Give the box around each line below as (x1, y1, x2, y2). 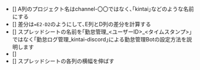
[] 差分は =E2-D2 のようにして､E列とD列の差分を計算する (12, 21, 152, 27)
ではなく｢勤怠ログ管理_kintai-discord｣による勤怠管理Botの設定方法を (12, 36, 187, 43)
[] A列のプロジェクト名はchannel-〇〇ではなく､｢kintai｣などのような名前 (12, 5, 194, 12)
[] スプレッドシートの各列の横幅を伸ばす (12, 57, 114, 65)
